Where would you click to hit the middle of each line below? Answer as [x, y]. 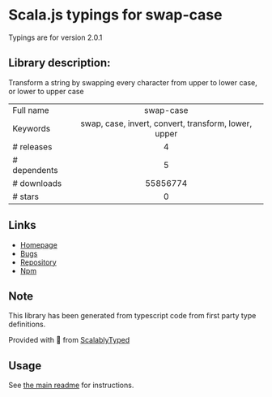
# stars [25, 196]
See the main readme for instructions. [71, 385]
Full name [31, 110]
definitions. [27, 324]
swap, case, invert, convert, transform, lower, [166, 123]
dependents [35, 170]
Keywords [32, 128]
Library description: [59, 63]
